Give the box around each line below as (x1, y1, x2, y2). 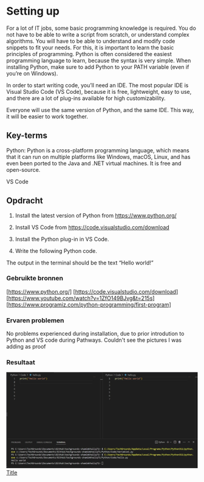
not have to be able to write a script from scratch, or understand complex (6, 30, 189, 38)
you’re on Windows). (6, 69, 58, 77)
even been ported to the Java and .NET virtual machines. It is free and (6, 160, 182, 167)
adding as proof (6, 343, 46, 350)
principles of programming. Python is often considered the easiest (6, 50, 172, 57)
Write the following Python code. (15, 247, 97, 254)
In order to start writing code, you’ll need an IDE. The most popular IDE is (6, 81, 189, 89)
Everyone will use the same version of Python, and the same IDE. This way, (6, 106, 194, 113)
